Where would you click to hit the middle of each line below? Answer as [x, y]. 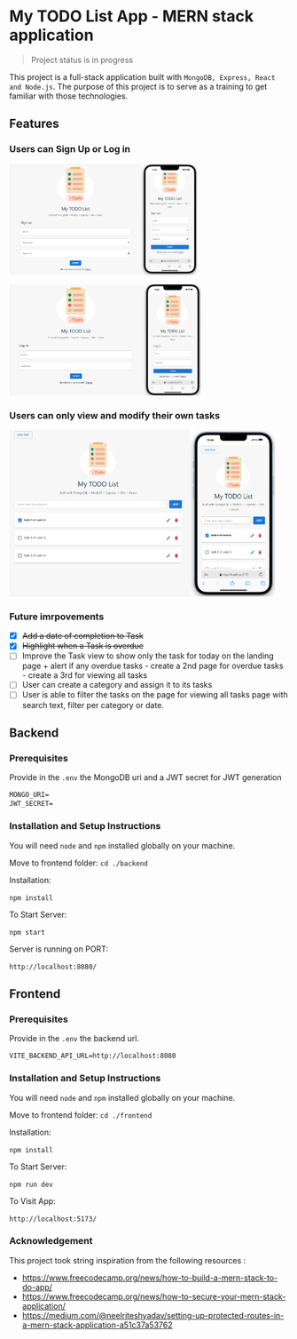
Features [34, 124]
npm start [27, 932]
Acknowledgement [51, 1241]
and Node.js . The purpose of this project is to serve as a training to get [138, 86]
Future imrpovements [57, 617]
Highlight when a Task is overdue [83, 646]
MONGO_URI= [29, 795]
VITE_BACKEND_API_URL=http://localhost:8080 [93, 1056]
